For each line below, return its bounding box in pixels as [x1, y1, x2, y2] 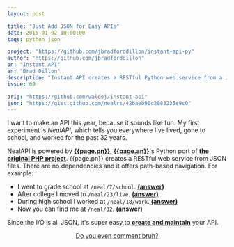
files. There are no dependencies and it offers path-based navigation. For [7, 161, 218, 170]
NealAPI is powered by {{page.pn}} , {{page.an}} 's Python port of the [7, 147, 210, 155]
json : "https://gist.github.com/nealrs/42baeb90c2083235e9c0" [7, 99, 192, 106]
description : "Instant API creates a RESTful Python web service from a [7, 74, 223, 81]
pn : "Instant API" [7, 61, 61, 68]
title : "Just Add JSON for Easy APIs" [7, 22, 120, 30]
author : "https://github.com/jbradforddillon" [7, 55, 145, 62]
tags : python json [7, 35, 61, 42]
